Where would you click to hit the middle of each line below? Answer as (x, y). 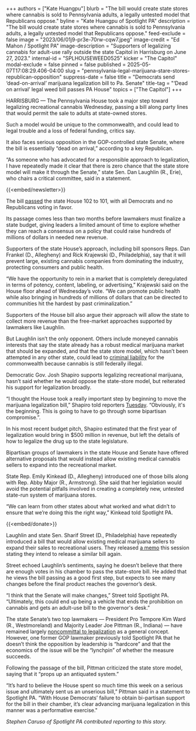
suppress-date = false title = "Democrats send (119, 77)
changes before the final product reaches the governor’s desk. (81, 584)
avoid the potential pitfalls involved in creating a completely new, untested (95, 489)
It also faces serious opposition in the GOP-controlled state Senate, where (95, 142)
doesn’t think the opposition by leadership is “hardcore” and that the (88, 644)
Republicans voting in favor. (39, 207)
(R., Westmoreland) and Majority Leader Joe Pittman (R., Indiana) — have (94, 625)
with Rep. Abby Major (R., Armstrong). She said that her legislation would (94, 482)
